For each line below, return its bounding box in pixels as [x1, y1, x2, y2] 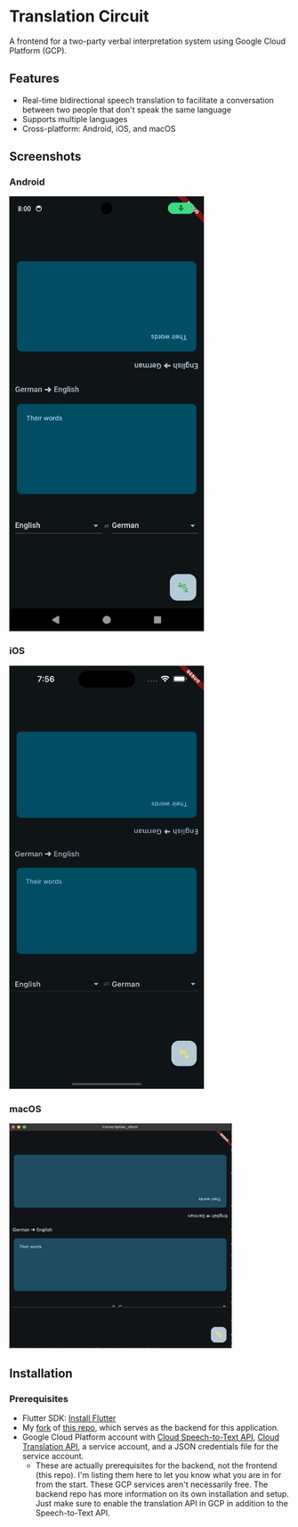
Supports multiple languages [21, 113, 128, 124]
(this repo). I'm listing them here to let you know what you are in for [35, 1469, 282, 1480]
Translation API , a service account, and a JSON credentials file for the [21, 1440, 278, 1451]
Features [9, 71, 60, 87]
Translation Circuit [9, 6, 149, 27]
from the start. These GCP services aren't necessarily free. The [35, 1479, 269, 1490]
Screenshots [9, 149, 82, 164]
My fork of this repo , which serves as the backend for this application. [21, 1422, 279, 1432]
